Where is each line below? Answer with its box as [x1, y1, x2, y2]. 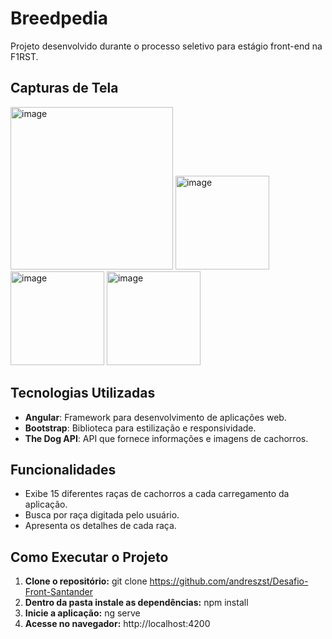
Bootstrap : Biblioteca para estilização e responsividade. [24, 422, 257, 434]
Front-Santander [24, 586, 94, 598]
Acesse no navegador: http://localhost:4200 [24, 618, 211, 630]
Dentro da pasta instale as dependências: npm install [24, 597, 249, 609]
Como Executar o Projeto [10, 548, 169, 566]
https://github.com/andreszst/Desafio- [149, 575, 309, 587]
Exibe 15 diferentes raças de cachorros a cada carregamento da [24, 488, 290, 500]
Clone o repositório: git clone [24, 575, 148, 587]
